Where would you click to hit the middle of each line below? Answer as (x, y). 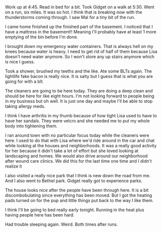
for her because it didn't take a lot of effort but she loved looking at (72, 151)
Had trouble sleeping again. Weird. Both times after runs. (61, 224)
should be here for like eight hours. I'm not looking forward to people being (80, 96)
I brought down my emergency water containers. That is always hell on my (79, 46)
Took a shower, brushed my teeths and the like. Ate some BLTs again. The (79, 71)
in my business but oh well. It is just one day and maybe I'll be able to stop (79, 101)
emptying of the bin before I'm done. (42, 37)
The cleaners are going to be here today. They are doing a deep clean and (79, 91)
